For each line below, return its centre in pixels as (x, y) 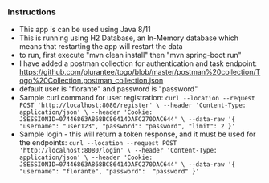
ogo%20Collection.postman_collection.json (91, 81)
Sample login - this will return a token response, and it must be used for (137, 134)
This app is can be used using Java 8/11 (85, 30)
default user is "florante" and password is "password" (108, 89)
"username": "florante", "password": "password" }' (109, 172)
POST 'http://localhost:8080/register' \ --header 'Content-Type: (132, 106)
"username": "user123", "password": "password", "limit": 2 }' (127, 127)
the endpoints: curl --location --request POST (98, 143)
